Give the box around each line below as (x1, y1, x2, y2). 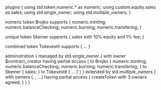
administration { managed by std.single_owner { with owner (5, 53, 126, 59)
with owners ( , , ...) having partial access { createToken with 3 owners (5, 74, 147, 80)
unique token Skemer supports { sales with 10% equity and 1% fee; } (5, 34, 145, 40)
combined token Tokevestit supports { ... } (5, 44, 90, 49)
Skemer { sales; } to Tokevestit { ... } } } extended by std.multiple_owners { (5, 69, 156, 75)
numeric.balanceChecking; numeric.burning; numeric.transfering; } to (5, 64, 147, 69)
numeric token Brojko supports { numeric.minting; (5, 19, 107, 25)
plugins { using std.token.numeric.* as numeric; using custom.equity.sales (5, 4, 156, 10)
